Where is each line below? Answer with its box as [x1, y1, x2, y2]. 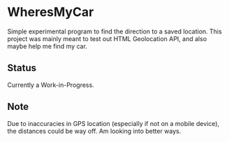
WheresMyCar [7, 4, 94, 20]
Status [7, 62, 37, 74]
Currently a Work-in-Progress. [7, 81, 94, 89]
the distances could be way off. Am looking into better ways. [7, 127, 182, 135]
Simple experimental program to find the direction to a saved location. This [7, 27, 222, 35]
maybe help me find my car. [7, 42, 87, 50]
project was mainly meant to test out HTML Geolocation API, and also [7, 34, 207, 42]
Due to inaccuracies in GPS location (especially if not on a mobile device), [7, 119, 220, 127]
